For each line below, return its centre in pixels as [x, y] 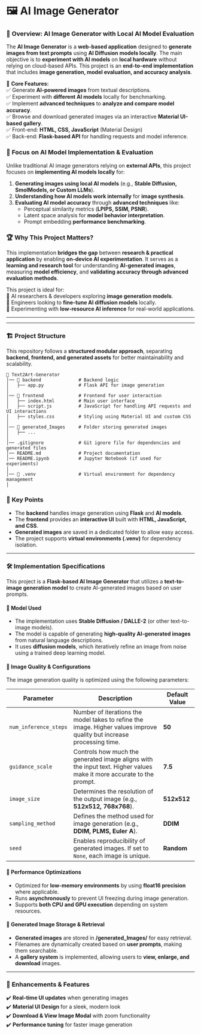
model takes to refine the [108, 720]
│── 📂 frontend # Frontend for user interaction [84, 396]
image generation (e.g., [106, 824]
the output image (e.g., [105, 799]
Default [177, 695]
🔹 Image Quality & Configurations [48, 667]
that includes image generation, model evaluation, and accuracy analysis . [99, 72]
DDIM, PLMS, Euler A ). [105, 831]
